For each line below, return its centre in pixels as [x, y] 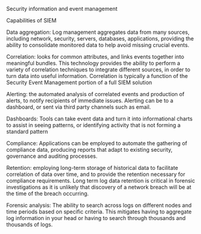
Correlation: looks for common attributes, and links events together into [95, 57]
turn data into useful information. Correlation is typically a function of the [97, 76]
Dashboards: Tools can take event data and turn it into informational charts [99, 119]
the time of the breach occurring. [48, 193]
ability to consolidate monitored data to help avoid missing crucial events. [98, 45]
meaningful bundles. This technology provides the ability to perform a [93, 63]
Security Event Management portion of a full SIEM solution [79, 82]
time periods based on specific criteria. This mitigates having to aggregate [99, 212]
